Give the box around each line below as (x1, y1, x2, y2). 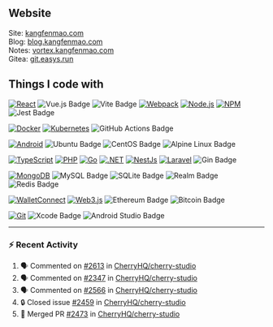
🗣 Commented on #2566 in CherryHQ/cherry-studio (19, 285, 197, 295)
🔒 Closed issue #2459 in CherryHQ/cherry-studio (19, 297, 186, 307)
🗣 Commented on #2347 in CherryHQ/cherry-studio (19, 273, 197, 282)
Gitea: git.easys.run (8, 54, 74, 63)
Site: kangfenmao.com (8, 28, 84, 37)
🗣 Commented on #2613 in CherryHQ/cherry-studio (19, 260, 197, 270)
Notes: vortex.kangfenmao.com (8, 45, 115, 55)
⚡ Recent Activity (8, 239, 79, 250)
